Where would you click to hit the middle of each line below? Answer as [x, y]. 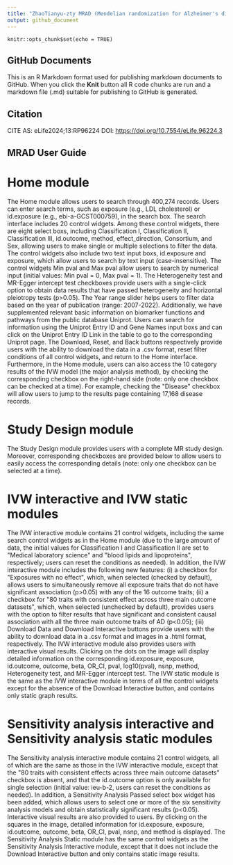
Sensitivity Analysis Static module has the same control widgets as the [108, 839]
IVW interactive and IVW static [98, 499]
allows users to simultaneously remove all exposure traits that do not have [113, 585]
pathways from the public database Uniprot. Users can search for [101, 320]
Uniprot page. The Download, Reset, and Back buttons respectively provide [115, 342]
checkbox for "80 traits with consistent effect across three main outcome [112, 600]
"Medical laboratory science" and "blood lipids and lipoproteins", [100, 555]
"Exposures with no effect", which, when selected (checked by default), [110, 578]
